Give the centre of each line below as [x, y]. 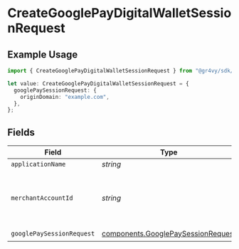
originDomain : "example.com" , [65, 97]
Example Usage [43, 54]
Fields [21, 132]
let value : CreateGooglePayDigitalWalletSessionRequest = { [99, 83]
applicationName [38, 164]
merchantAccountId [42, 198]
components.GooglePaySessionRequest [169, 233]
